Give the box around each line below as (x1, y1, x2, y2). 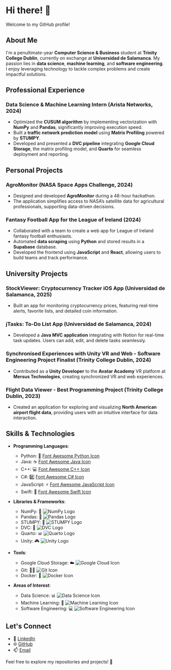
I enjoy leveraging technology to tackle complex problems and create (6, 65, 150, 72)
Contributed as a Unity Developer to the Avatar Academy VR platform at (13, 368, 166, 374)
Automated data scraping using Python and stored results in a (13, 239, 145, 245)
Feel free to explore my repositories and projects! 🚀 (6, 658, 113, 664)
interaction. (13, 415, 37, 421)
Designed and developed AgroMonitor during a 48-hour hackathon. (13, 193, 156, 199)
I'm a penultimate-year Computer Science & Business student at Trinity (6, 49, 157, 55)
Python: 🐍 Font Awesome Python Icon (20, 453, 100, 459)
